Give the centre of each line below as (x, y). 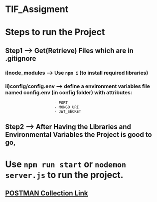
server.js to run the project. (64, 175)
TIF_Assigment (37, 9)
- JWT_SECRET (68, 111)
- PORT (61, 103)
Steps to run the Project (55, 32)
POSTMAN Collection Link (47, 193)
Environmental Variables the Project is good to (78, 135)
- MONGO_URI (67, 107)
